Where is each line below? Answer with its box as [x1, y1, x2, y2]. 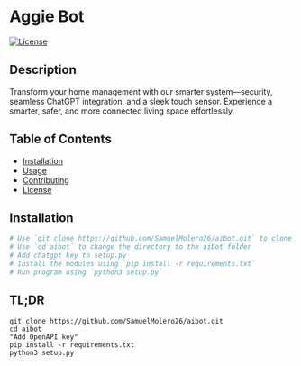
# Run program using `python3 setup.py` [9, 268, 164, 277]
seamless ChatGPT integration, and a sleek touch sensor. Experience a [9, 96, 273, 106]
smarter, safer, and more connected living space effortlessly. [9, 105, 235, 116]
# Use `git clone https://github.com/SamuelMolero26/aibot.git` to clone [9, 234, 293, 243]
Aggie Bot [9, 6, 85, 27]
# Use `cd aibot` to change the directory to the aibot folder [9, 242, 252, 252]
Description [9, 62, 77, 78]
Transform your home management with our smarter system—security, [9, 86, 273, 96]
